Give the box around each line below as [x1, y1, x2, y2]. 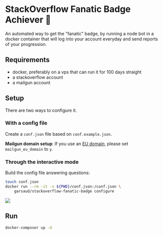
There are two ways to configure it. [5, 107, 77, 113]
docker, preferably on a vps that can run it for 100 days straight [12, 69, 142, 75]
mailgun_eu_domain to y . [5, 146, 53, 152]
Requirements [5, 56, 50, 64]
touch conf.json [5, 180, 39, 185]
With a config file [5, 120, 48, 127]
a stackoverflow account [12, 74, 63, 80]
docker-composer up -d [5, 225, 52, 230]
